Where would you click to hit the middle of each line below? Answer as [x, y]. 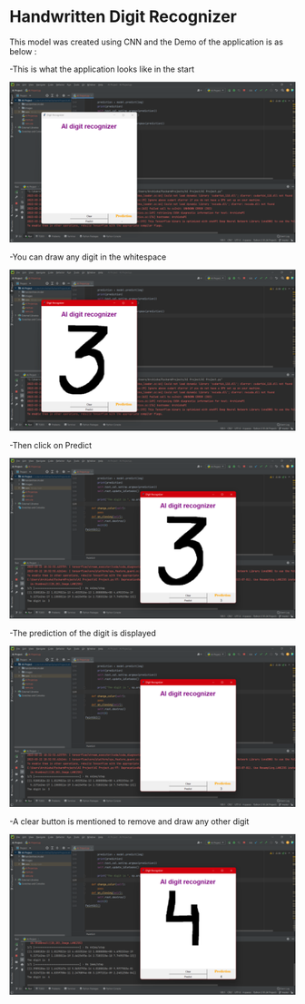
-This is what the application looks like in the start [102, 69]
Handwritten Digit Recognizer [123, 17]
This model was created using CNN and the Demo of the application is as [147, 42]
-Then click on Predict [51, 445]
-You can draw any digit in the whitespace [88, 257]
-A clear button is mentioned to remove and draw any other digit [129, 821]
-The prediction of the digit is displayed [83, 634]
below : [23, 51]
